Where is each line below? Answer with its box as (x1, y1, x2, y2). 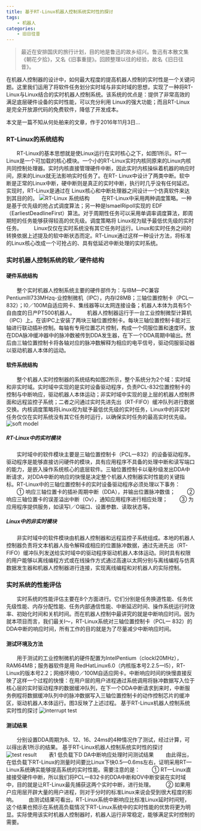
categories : (6, 25, 36, 32)
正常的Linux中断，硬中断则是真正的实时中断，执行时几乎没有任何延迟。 (16, 180, 193, 187)
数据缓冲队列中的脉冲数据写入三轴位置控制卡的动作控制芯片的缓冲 (26, 692, 190, 699)
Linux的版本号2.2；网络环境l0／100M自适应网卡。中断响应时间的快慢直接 (6, 669, 187, 677)
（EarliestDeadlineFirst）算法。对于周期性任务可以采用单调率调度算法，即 (6, 210, 188, 217)
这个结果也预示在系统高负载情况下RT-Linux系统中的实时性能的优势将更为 (6, 803, 185, 811)
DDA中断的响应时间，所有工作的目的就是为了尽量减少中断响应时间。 (6, 625, 175, 632)
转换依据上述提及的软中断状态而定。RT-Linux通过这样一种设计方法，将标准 (6, 232, 191, 240)
